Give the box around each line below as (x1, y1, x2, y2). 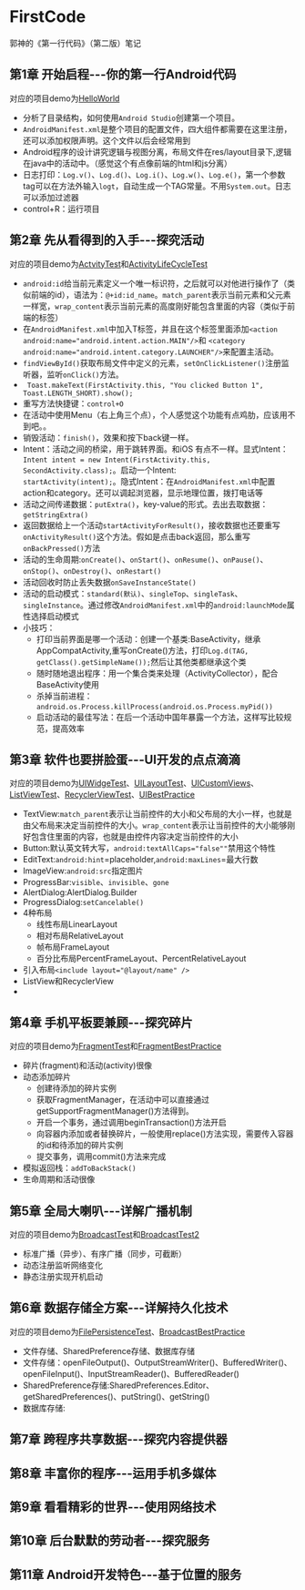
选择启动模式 (30, 610, 79, 621)
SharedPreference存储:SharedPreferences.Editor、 (22, 1380, 214, 1391)
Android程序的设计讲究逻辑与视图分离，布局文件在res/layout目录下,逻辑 (22, 146, 292, 157)
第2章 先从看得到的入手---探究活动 (9, 232, 205, 248)
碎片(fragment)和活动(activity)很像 (22, 1060, 153, 1071)
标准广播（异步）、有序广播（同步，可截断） (22, 1249, 187, 1259)
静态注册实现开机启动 (22, 1271, 103, 1281)
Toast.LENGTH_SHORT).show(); (22, 389, 134, 398)
